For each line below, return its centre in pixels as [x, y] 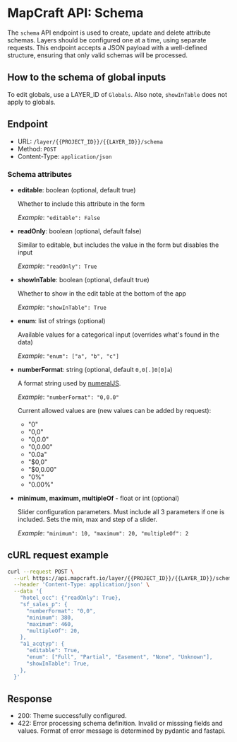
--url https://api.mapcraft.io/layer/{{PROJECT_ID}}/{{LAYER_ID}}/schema [124, 578]
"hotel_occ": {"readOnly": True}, [71, 598]
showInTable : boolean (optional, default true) [83, 279]
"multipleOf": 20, [53, 631]
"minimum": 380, [50, 618]
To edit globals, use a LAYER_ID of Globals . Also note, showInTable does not [117, 94]
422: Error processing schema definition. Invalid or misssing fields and [120, 724]
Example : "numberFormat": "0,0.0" [68, 397]
